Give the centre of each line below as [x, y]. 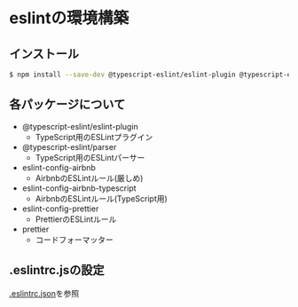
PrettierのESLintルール [76, 219]
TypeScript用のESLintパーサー [90, 157]
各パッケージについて [67, 104]
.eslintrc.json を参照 [44, 293]
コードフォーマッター [74, 240]
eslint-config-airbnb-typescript [79, 188]
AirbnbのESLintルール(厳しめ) [89, 177]
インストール [44, 54]
